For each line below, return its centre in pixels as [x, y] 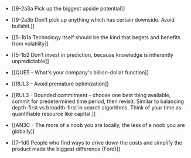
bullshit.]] [23, 26]
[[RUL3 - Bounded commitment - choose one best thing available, [91, 95]
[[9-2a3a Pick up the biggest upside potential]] [68, 8]
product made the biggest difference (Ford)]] [66, 149]
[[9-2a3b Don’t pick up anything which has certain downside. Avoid [93, 20]
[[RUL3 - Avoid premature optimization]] [60, 84]
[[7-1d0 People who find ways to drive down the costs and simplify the [97, 142]
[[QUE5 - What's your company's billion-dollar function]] [80, 72]
